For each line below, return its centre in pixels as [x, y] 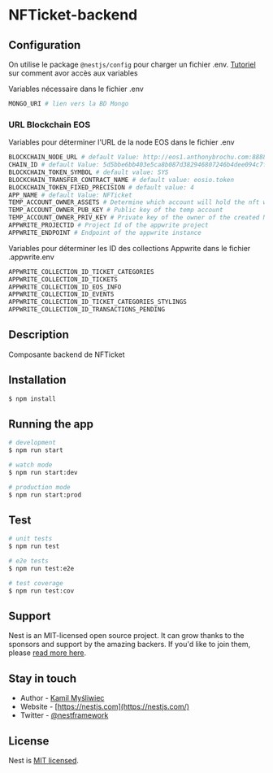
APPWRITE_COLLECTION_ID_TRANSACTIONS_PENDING [87, 310]
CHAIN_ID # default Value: [54, 165]
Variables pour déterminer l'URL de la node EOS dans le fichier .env [121, 142]
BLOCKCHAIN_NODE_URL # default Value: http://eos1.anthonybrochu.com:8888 [138, 157]
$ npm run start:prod [45, 495]
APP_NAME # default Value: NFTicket [70, 195]
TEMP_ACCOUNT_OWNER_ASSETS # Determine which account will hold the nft [134, 202]
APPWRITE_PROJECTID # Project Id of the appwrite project [108, 225]
